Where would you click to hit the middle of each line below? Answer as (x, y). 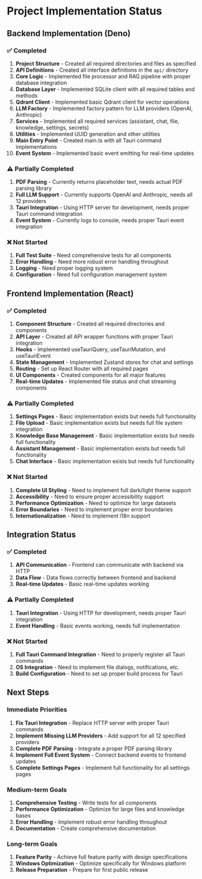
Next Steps (28, 693)
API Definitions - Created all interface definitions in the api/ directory (102, 70)
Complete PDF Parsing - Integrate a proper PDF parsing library (94, 748)
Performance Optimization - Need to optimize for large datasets (96, 503)
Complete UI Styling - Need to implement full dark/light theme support (103, 490)
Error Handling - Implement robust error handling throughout (91, 822)
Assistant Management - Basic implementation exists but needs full (100, 449)
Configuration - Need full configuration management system (91, 275)
